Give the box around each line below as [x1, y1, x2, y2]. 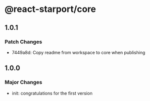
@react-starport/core [4, 3, 96, 15]
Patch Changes [4, 38, 43, 45]
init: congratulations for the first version [11, 90, 93, 96]
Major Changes [4, 79, 43, 86]
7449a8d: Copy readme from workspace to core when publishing [11, 49, 146, 55]
